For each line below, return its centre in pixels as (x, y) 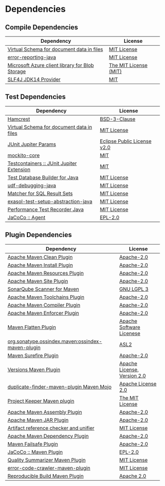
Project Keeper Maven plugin (41, 401)
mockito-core (24, 155)
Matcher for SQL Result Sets (40, 193)
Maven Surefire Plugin (33, 355)
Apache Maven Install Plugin (40, 265)
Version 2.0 (133, 376)
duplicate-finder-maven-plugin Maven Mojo (60, 387)
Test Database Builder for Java (43, 177)
